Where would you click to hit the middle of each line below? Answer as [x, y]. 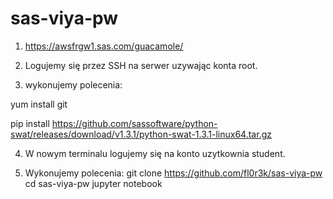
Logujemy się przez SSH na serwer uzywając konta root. [141, 65]
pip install [30, 123]
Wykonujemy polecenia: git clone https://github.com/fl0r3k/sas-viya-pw [173, 173]
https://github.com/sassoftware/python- [134, 123]
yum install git [39, 104]
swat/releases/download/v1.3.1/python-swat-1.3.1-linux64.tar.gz [141, 134]
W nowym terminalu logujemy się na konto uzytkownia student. [155, 153]
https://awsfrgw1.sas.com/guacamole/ [104, 46]
